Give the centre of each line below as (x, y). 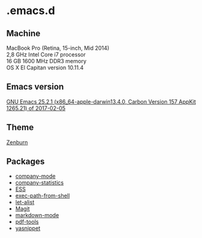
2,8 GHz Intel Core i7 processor (46, 55)
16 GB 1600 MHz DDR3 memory (47, 61)
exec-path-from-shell (43, 196)
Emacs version (35, 87)
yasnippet (28, 228)
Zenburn (17, 142)
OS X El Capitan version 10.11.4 (45, 67)
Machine (24, 33)
